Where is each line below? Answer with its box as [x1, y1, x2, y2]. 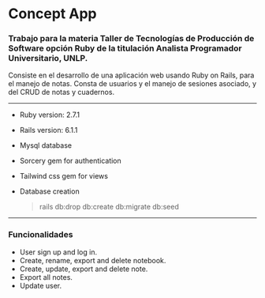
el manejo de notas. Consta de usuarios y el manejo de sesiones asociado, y [8, 79, 257, 89]
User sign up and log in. [19, 247, 97, 257]
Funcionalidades [8, 229, 73, 240]
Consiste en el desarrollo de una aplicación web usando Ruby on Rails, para [8, 70, 255, 80]
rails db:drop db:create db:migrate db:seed [39, 202, 179, 212]
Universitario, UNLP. [8, 53, 88, 64]
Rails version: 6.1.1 [19, 126, 78, 135]
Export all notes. [19, 272, 73, 281]
